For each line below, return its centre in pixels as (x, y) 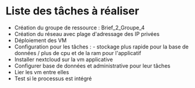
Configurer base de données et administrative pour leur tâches (92, 66)
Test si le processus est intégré (53, 78)
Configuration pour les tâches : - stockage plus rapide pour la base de (101, 47)
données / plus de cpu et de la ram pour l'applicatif (78, 53)
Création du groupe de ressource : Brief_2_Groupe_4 (79, 28)
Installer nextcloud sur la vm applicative (63, 59)
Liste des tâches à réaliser (73, 11)
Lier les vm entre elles (42, 72)
